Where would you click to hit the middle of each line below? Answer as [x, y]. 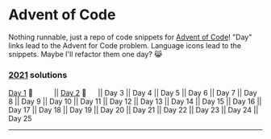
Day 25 [20, 119]
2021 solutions [38, 75]
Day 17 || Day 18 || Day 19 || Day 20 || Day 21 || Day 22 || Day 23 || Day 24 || [133, 110]
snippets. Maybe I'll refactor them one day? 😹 [85, 54]
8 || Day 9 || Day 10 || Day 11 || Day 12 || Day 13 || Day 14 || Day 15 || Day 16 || [135, 101]
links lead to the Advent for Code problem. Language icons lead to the [125, 45]
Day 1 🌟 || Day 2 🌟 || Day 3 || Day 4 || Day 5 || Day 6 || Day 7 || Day [133, 93]
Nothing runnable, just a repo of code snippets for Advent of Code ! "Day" [130, 37]
